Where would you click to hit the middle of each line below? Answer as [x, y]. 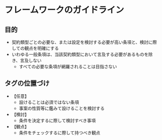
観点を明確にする [42, 48]
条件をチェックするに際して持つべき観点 [60, 133]
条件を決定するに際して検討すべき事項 [57, 120]
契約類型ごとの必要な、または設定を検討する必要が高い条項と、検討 [80, 42]
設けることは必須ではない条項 [49, 102]
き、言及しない [27, 60]
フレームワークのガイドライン [64, 10]
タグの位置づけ [27, 83]
